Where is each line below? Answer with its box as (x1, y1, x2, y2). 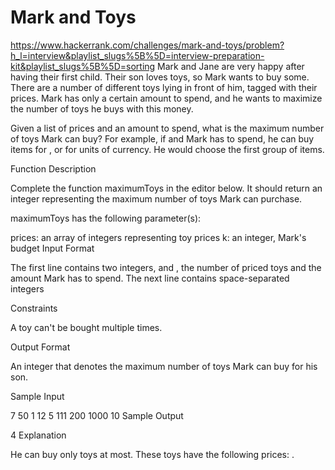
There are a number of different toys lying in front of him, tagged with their (10, 81, 318, 93)
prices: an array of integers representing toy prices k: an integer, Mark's (10, 231, 307, 243)
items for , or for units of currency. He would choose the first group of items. (10, 143, 325, 155)
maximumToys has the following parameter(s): (10, 212, 202, 224)
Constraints (10, 302, 58, 314)
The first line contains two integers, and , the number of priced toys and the (10, 261, 322, 273)
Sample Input (10, 390, 65, 402)
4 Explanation (10, 429, 67, 441)
